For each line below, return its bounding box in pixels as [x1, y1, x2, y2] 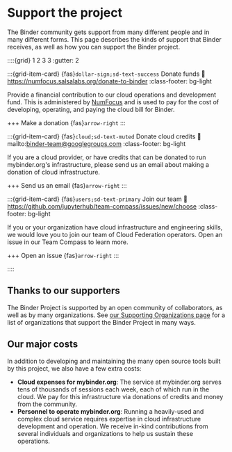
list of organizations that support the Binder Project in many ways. [7, 318, 196, 326]
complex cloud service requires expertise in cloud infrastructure [17, 414, 201, 423]
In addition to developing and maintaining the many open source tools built [7, 357, 221, 365]
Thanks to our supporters [7, 285, 120, 297]
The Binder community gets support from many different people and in [7, 28, 210, 36]
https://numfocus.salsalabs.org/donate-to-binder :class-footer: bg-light [7, 76, 212, 85]
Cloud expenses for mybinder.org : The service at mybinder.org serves [17, 378, 222, 386]
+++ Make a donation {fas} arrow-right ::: [7, 118, 126, 127]
